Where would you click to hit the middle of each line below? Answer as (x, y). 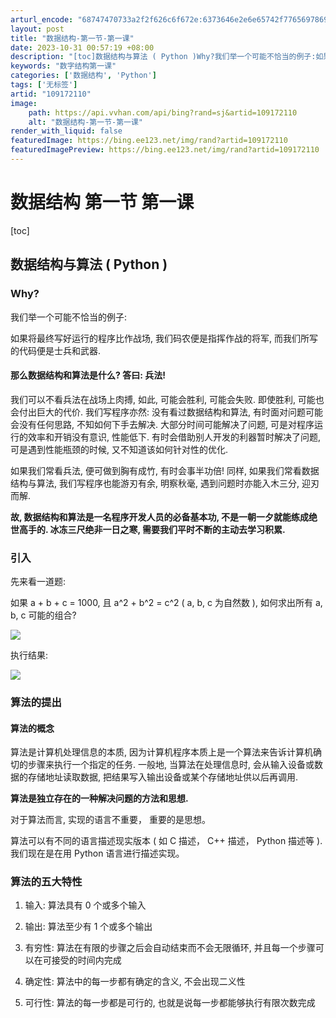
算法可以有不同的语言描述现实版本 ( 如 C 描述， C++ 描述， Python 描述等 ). (166, 841)
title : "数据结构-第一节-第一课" (72, 38)
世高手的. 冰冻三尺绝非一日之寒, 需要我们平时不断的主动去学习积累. (148, 529)
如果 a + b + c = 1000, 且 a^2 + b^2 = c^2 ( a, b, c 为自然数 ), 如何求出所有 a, (166, 602)
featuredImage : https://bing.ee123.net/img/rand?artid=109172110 (149, 141)
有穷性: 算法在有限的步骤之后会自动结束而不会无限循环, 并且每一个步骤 (170, 948)
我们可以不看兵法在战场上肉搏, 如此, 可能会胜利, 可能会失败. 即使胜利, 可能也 (167, 399)
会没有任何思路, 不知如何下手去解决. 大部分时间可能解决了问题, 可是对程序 (162, 424)
